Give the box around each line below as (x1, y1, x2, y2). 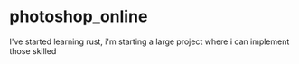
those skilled (9, 45, 57, 56)
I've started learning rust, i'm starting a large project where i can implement (9, 36, 290, 47)
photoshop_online (9, 6, 148, 27)
